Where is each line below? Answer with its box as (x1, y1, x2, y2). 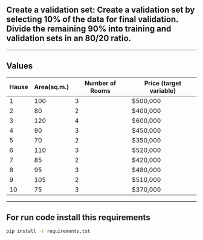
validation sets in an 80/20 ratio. (6, 33, 132, 44)
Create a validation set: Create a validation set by (6, 5, 195, 15)
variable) (149, 86, 176, 95)
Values (6, 61, 33, 72)
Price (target (144, 79, 182, 87)
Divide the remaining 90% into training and (6, 24, 172, 34)
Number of (84, 79, 117, 87)
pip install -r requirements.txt (6, 228, 91, 235)
